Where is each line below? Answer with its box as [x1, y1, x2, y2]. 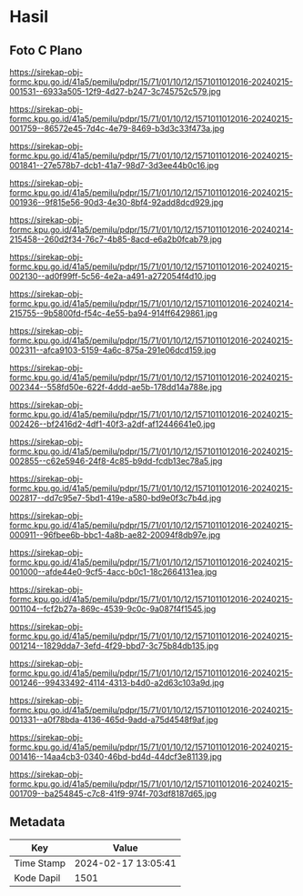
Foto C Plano [9, 43, 83, 58]
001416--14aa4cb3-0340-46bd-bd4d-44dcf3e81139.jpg [9, 751, 223, 761]
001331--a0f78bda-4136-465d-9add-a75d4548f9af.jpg [9, 714, 218, 725]
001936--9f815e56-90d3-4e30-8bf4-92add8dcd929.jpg [9, 197, 224, 207]
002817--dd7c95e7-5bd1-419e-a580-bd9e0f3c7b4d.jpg [9, 493, 221, 503]
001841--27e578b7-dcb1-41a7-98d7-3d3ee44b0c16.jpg [9, 160, 219, 170]
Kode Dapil [14, 871, 61, 884]
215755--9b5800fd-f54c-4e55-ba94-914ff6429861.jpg [9, 307, 218, 318]
